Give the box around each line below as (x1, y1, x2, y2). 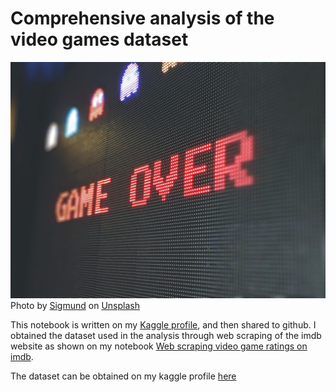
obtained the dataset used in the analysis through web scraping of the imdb (10, 329, 322, 341)
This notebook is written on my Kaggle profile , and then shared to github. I (10, 318, 317, 331)
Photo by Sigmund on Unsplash (10, 299, 140, 311)
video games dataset (10, 28, 189, 51)
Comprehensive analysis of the (10, 7, 275, 30)
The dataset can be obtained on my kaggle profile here (10, 370, 237, 382)
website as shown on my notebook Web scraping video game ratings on (10, 340, 308, 352)
